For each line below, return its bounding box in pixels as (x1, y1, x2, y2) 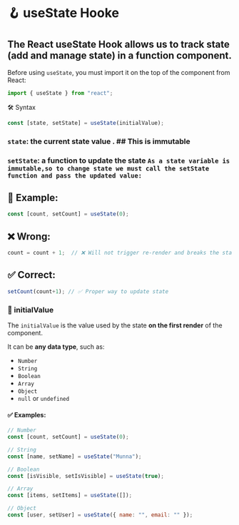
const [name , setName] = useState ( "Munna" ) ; (7, 453, 142, 460)
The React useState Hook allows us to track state (7, 38, 230, 50)
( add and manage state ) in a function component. (7, 49, 232, 61)
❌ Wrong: (7, 230, 51, 243)
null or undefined (17, 394, 70, 402)
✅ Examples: (7, 410, 46, 419)
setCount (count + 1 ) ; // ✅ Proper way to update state (7, 287, 169, 295)
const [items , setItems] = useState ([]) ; (7, 492, 133, 499)
